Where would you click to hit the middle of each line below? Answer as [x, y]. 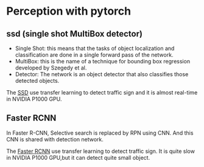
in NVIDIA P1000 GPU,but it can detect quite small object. [78, 157]
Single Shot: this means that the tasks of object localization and [95, 48]
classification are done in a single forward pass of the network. [94, 55]
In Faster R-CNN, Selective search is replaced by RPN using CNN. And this [100, 133]
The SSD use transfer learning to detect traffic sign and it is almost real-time [102, 92]
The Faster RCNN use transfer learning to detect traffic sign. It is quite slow [100, 151]
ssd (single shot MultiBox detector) [75, 34]
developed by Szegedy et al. [51, 68]
